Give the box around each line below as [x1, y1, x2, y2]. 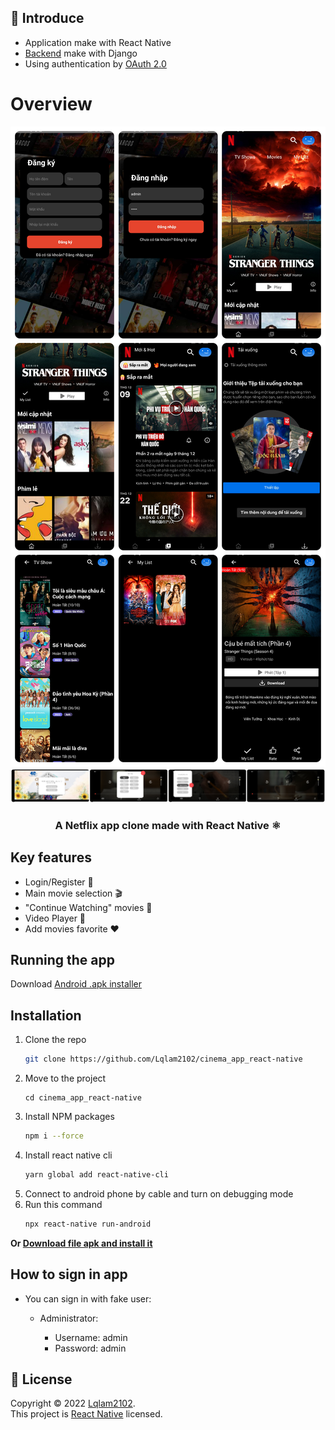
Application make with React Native [24, 36, 172, 48]
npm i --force [24, 1131, 84, 1141]
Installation [10, 1007, 82, 1024]
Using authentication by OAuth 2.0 [24, 57, 167, 70]
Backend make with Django [24, 47, 138, 59]
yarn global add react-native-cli [24, 1169, 169, 1180]
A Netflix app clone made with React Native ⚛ [54, 818, 282, 832]
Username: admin [54, 1331, 128, 1343]
